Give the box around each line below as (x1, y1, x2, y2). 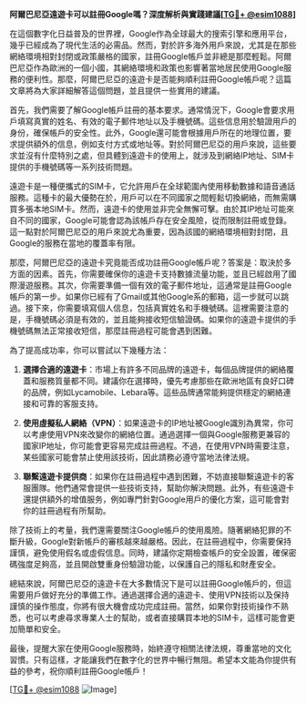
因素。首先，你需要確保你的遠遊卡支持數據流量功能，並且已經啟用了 (33, 269, 289, 279)
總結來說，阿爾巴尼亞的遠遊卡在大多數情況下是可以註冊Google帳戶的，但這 (9, 578, 292, 588)
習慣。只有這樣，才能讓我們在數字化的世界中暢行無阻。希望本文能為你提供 (9, 655, 289, 665)
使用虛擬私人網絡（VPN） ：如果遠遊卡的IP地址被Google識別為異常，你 (22, 418, 287, 428)
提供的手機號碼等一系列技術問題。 (9, 161, 138, 172)
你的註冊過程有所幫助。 (22, 505, 111, 515)
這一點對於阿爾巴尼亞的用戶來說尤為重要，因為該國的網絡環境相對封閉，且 (9, 227, 289, 237)
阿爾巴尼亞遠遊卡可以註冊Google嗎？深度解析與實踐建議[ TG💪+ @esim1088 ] (9, 9, 296, 19)
